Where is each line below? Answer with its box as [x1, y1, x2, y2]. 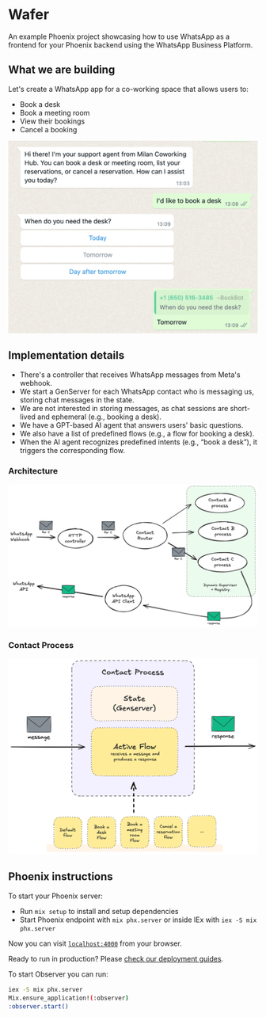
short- [230, 403, 251, 413]
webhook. [19, 378, 53, 387]
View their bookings [19, 116, 85, 126]
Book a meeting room [19, 108, 90, 117]
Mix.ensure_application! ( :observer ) [8, 994, 129, 1002]
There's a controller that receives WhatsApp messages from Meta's [19, 370, 241, 379]
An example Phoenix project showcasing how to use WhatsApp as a [8, 32, 230, 41]
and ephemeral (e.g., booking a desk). [36, 412, 162, 421]
